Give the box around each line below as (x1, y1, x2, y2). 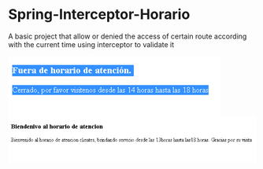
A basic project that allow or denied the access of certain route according (8, 31, 247, 41)
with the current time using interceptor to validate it (8, 39, 175, 49)
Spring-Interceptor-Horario (8, 6, 191, 24)
